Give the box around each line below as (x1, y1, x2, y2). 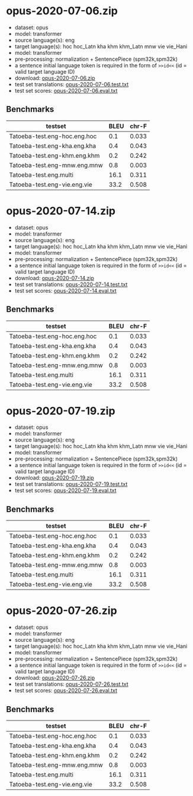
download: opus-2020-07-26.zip (14, 674, 95, 682)
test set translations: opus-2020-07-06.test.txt (14, 80, 129, 87)
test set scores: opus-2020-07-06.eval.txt (14, 87, 118, 94)
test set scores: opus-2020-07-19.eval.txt (14, 487, 117, 494)
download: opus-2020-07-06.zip (14, 74, 96, 82)
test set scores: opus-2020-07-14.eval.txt (14, 287, 117, 294)
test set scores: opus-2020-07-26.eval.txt (14, 687, 117, 694)
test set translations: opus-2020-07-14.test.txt (14, 281, 128, 288)
